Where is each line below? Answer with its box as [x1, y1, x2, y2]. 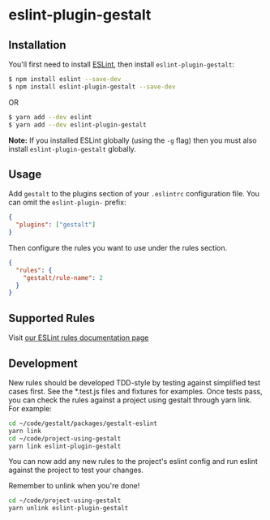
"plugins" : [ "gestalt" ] [15, 221, 96, 229]
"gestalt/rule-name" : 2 [23, 273, 104, 281]
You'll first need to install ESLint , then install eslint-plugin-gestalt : [8, 59, 235, 69]
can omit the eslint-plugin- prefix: [8, 197, 126, 208]
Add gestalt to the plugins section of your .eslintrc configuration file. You [8, 189, 259, 199]
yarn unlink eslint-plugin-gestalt [8, 505, 129, 513]
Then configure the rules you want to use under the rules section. [8, 243, 228, 252]
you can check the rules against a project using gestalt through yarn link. [8, 395, 252, 405]
